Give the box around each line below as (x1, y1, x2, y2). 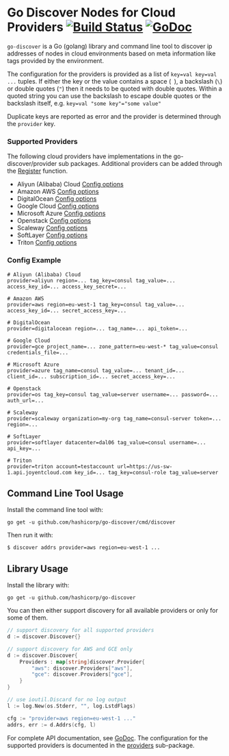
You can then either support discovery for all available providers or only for (7, 607, 219, 615)
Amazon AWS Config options (16, 187, 99, 196)
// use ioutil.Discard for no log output (7, 696, 127, 703)
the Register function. (7, 167, 68, 175)
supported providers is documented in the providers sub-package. (7, 741, 195, 749)
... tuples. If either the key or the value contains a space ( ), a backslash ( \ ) (7, 77, 223, 85)
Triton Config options (16, 239, 77, 247)
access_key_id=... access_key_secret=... (7, 283, 127, 290)
